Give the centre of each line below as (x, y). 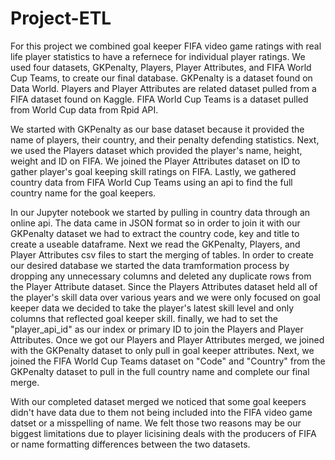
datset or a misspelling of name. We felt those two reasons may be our (156, 423)
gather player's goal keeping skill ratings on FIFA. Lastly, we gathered (153, 171)
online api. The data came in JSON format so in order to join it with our (155, 223)
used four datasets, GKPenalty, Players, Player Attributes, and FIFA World (161, 67)
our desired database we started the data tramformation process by (150, 265)
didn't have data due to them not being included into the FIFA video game (161, 412)
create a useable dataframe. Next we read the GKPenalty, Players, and (155, 244)
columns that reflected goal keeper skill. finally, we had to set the (144, 318)
